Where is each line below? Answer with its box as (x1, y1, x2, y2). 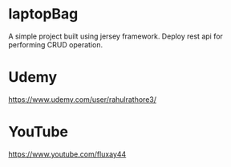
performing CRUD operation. (8, 39, 103, 49)
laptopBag (8, 5, 79, 23)
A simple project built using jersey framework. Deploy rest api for (8, 31, 223, 41)
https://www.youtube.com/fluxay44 (8, 149, 127, 159)
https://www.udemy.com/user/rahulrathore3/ (8, 94, 156, 104)
